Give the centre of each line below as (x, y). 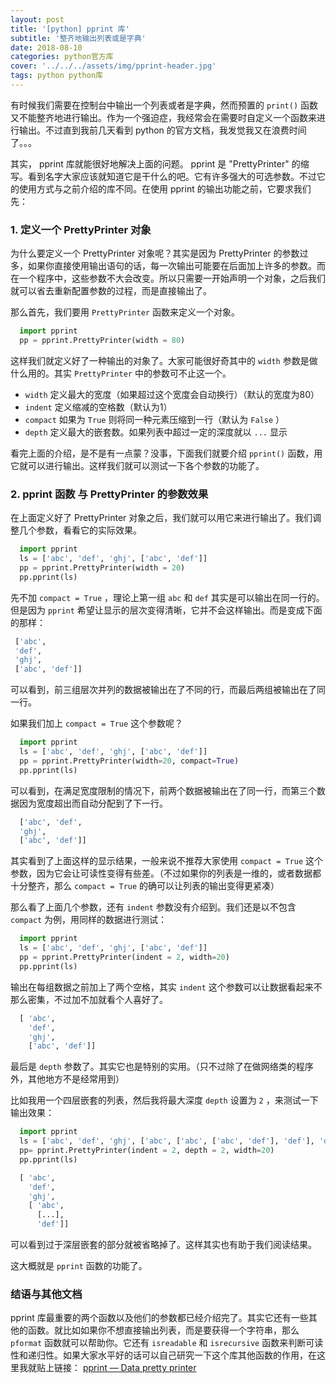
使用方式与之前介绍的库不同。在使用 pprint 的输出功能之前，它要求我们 (165, 188)
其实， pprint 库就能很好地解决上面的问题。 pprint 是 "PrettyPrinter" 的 (155, 163)
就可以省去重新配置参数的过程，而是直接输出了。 (111, 291)
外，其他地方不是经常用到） (67, 1079)
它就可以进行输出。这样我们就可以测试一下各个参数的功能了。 (137, 465)
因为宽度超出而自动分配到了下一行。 (93, 803)
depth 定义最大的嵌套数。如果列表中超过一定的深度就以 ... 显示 (156, 432)
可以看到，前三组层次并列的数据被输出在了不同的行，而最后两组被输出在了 (163, 690)
